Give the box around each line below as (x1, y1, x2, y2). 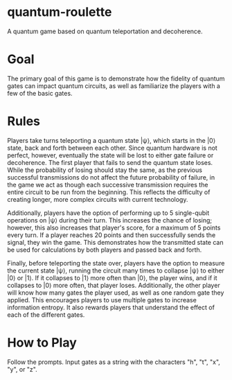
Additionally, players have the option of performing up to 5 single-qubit (7, 209, 210, 217)
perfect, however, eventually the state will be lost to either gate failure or (7, 150, 214, 159)
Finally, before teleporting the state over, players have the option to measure (7, 259, 225, 267)
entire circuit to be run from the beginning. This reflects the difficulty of (7, 188, 211, 196)
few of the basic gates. (7, 89, 73, 97)
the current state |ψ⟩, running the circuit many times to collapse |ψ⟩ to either (7, 266, 225, 275)
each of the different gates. (7, 310, 85, 319)
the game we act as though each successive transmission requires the (7, 180, 208, 189)
